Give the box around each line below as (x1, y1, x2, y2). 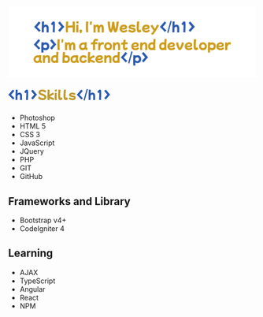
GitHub (19, 172, 43, 181)
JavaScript (19, 138, 55, 147)
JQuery (19, 147, 45, 156)
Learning (8, 247, 54, 260)
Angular (19, 284, 46, 293)
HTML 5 (19, 121, 46, 131)
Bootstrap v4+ (19, 215, 67, 225)
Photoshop (19, 113, 55, 123)
